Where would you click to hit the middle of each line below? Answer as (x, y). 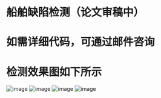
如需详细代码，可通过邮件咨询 (81, 42)
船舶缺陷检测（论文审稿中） (75, 12)
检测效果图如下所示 (54, 72)
